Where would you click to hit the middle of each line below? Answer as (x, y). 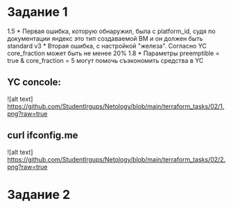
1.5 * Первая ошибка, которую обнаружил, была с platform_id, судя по (112, 31)
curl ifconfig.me (43, 135)
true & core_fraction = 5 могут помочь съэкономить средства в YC (105, 60)
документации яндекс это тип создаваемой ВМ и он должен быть (105, 38)
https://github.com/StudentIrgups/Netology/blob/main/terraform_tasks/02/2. (116, 159)
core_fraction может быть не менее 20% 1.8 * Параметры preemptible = (113, 53)
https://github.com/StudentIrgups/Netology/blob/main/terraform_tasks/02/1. (116, 106)
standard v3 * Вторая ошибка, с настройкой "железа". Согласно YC (107, 46)
